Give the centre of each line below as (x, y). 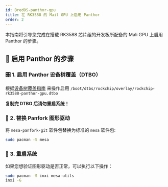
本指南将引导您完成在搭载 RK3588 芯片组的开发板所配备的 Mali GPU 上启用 (84, 35)
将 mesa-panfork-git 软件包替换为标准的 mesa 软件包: (61, 130)
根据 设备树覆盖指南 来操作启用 (37, 88)
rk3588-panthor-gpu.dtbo (32, 93)
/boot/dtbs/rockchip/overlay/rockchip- (113, 89)
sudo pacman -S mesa (27, 140)
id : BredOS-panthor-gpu (31, 10)
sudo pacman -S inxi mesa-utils (40, 176)
